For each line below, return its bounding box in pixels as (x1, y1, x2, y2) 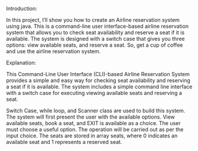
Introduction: (6, 5, 37, 12)
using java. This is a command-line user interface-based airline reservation (6, 23, 189, 29)
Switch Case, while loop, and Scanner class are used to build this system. (6, 107, 186, 114)
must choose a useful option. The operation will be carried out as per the (6, 126, 184, 133)
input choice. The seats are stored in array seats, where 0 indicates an (6, 132, 178, 139)
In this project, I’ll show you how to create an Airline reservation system (6, 17, 180, 23)
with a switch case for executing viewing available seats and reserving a (6, 90, 182, 96)
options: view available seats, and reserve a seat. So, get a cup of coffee (6, 41, 183, 48)
